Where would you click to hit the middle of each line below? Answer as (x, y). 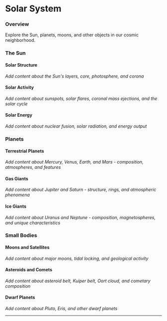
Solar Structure (21, 65)
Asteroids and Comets (29, 270)
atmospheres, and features (33, 167)
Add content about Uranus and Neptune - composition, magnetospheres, (80, 217)
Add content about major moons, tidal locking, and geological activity (77, 258)
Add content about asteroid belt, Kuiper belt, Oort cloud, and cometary (78, 281)
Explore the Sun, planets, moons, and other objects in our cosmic (72, 35)
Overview (17, 24)
